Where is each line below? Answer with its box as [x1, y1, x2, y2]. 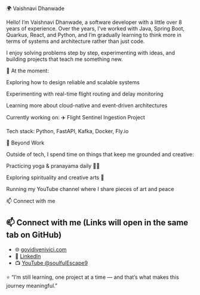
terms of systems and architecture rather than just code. [6, 38, 145, 45]
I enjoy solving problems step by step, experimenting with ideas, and [6, 50, 175, 56]
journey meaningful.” [6, 282, 58, 289]
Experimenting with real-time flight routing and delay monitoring [6, 90, 164, 97]
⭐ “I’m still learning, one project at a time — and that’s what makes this [6, 274, 179, 281]
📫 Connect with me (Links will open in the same [6, 217, 189, 228]
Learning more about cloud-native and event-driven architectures [6, 102, 168, 109]
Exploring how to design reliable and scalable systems [6, 79, 140, 85]
